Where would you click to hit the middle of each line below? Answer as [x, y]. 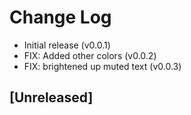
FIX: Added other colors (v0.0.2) [90, 55]
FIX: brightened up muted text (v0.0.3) [102, 66]
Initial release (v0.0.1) [67, 45]
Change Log [60, 17]
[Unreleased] [51, 97]
